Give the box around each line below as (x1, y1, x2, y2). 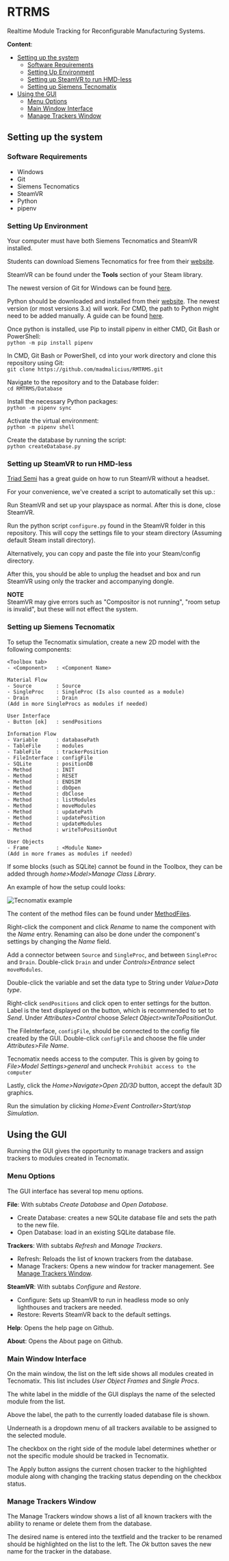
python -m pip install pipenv (7, 339, 94, 346)
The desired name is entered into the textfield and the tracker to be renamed (7, 1533, 222, 1541)
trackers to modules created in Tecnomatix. (7, 1154, 130, 1162)
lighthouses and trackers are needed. (16, 1303, 123, 1311)
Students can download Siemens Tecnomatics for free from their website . (7, 257, 215, 265)
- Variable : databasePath (7, 736, 99, 743)
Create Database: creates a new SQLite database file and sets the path (16, 1214, 217, 1222)
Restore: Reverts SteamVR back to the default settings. (16, 1310, 172, 1318)
